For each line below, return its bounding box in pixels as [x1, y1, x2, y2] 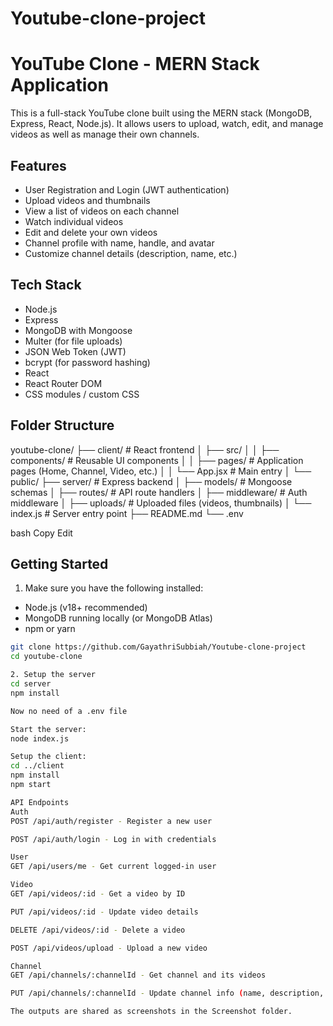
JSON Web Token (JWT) [24, 345, 127, 357]
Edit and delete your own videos [24, 226, 158, 238]
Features [10, 157, 67, 174]
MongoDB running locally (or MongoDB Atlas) [24, 612, 213, 624]
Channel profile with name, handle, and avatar [24, 237, 215, 249]
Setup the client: [10, 752, 87, 762]
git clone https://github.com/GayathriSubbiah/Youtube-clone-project [10, 642, 307, 652]
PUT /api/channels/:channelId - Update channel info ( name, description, [10, 988, 325, 999]
